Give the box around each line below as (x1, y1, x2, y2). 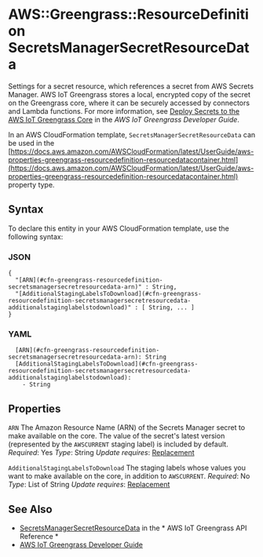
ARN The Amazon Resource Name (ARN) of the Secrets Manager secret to (8, 423, 246, 432)
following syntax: (8, 231, 64, 241)
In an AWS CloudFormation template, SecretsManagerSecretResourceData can (8, 129, 256, 139)
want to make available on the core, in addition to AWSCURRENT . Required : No (8, 471, 250, 481)
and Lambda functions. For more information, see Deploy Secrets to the (8, 106, 240, 115)
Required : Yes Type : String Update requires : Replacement (8, 448, 195, 457)
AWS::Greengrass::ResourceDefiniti (8, 5, 249, 24)
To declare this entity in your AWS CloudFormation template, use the (8, 224, 229, 233)
